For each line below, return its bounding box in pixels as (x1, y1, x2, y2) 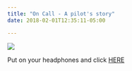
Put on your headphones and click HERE (7, 56, 125, 64)
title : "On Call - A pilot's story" (7, 10, 115, 18)
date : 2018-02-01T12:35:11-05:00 (7, 17, 106, 24)
